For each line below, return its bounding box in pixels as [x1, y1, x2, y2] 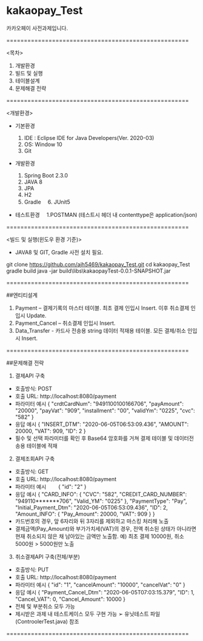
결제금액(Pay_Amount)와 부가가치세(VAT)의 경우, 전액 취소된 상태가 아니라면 [15, 525, 197, 532]
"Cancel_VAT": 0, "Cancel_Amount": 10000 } [15, 595, 126, 603]
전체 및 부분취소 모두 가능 [15, 602, 76, 609]
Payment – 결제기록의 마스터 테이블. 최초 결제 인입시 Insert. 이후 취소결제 [15, 304, 190, 311]
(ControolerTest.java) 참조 [15, 617, 79, 625]
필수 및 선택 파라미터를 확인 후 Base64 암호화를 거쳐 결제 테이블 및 [15, 434, 173, 442]
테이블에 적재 [26, 442, 58, 449]
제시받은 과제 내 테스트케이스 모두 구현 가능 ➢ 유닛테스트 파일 [15, 610, 161, 617]
